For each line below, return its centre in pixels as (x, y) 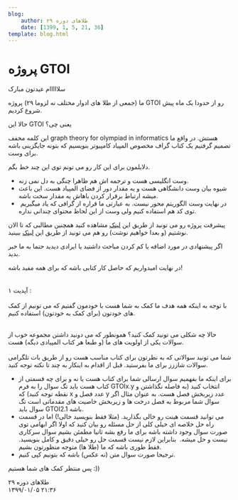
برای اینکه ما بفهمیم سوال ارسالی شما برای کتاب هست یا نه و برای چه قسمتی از (125, 379)
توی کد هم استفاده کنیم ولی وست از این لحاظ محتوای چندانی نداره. (107, 211)
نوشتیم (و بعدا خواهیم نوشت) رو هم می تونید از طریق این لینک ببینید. (98, 233)
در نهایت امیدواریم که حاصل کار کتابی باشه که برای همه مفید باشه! (96, 267)
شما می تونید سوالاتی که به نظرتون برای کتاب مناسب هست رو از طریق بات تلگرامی (120, 357)
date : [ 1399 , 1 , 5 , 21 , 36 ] (62, 27)
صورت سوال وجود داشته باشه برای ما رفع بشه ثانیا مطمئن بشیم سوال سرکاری (123, 432)
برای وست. (23, 153)
